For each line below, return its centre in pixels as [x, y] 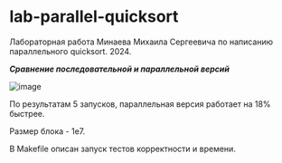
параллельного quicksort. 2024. [70, 51]
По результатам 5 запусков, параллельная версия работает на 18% [140, 104]
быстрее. [27, 113]
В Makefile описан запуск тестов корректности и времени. [123, 149]
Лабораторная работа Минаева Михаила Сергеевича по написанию [141, 42]
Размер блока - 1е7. [47, 131]
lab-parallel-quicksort [94, 17]
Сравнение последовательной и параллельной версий [120, 69]
